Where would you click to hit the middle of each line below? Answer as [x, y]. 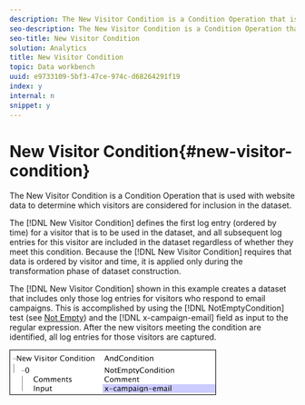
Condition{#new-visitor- [198, 151]
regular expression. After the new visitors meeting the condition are [135, 328]
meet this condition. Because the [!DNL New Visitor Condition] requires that [151, 252]
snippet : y [30, 105]
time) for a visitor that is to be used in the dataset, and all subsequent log [146, 232]
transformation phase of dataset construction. [95, 272]
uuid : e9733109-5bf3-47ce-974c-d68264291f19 [95, 77]
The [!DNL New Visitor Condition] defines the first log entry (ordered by [143, 223]
